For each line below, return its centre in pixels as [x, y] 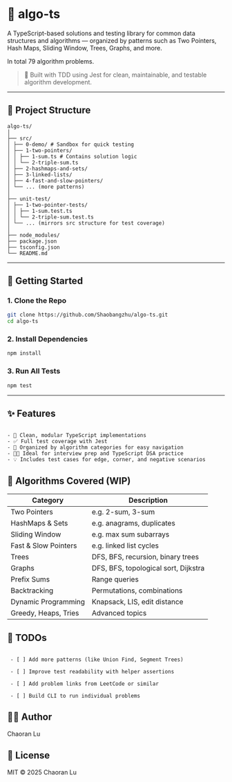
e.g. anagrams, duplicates [134, 523]
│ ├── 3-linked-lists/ [40, 175]
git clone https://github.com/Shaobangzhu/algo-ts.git [88, 315]
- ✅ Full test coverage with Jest [57, 442]
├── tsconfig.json [33, 247]
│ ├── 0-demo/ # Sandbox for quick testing [71, 145]
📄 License [29, 755]
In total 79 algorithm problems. [51, 61]
